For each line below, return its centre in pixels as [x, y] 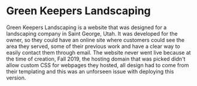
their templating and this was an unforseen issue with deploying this [90, 71]
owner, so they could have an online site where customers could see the [95, 40]
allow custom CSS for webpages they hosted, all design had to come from [98, 65]
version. [16, 78]
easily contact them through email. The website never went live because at [99, 52]
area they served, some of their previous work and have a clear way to [93, 46]
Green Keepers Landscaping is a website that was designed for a [87, 27]
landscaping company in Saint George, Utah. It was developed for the [92, 33]
